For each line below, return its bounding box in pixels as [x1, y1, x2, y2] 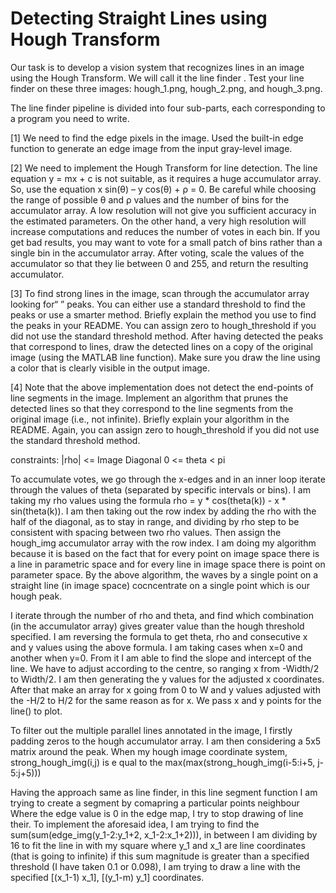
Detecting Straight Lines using [10, 7, 268, 30]
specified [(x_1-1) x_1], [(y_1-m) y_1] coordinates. [10, 871, 205, 883]
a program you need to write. [10, 112, 130, 124]
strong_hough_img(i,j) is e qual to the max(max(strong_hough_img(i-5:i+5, [10, 756, 316, 768]
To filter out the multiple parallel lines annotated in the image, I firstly [10, 724, 293, 736]
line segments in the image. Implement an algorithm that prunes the [10, 392, 289, 404]
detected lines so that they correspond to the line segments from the [10, 402, 294, 414]
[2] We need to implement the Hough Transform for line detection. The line [10, 162, 318, 174]
